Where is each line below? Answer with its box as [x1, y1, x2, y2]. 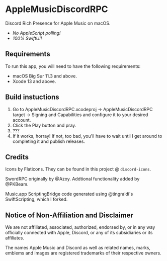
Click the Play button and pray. [12, 122, 76, 128]
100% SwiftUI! [12, 35, 42, 41]
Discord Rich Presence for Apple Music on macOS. [5, 20, 111, 26]
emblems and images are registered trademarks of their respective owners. [5, 250, 162, 256]
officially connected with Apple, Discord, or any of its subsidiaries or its [5, 230, 153, 236]
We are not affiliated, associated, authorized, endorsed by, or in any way [5, 224, 155, 230]
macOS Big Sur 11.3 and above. [12, 73, 77, 79]
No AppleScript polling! [12, 30, 61, 36]
